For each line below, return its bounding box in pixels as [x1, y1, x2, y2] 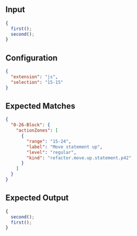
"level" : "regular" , [26, 149, 77, 155]
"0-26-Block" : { [11, 122, 50, 128]
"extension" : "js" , [11, 74, 59, 80]
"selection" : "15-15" [11, 79, 64, 85]
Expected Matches [5, 101, 76, 111]
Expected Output [5, 193, 69, 203]
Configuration [5, 53, 58, 63]
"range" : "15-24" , [26, 138, 71, 144]
